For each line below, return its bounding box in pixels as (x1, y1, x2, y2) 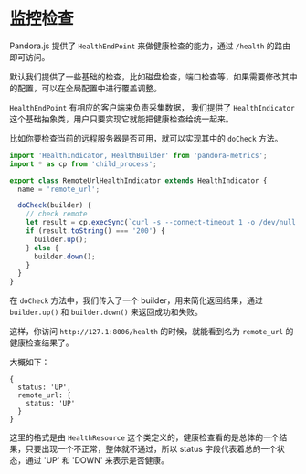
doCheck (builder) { (17, 201, 92, 210)
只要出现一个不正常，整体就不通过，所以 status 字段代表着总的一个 (25, 444, 278, 455)
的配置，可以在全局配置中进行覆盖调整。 (9, 82, 162, 93)
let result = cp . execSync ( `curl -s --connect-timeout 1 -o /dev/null (26, 218, 297, 227)
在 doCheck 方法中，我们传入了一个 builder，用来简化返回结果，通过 (9, 295, 263, 306)
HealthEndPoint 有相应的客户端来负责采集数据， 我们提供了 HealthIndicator (9, 101, 295, 112)
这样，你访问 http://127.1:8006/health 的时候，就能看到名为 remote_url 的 (9, 326, 294, 337)
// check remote (26, 209, 89, 219)
